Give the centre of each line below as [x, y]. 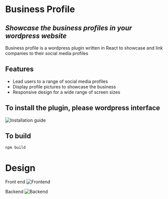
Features [19, 69]
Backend [14, 192]
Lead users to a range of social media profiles [60, 81]
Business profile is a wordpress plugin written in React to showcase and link [84, 48]
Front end [15, 182]
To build [18, 136]
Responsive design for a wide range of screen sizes [66, 92]
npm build [16, 147]
